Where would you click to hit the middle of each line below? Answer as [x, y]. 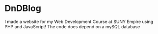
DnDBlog [23, 8]
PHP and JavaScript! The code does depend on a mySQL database [72, 26]
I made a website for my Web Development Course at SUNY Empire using [79, 22]
